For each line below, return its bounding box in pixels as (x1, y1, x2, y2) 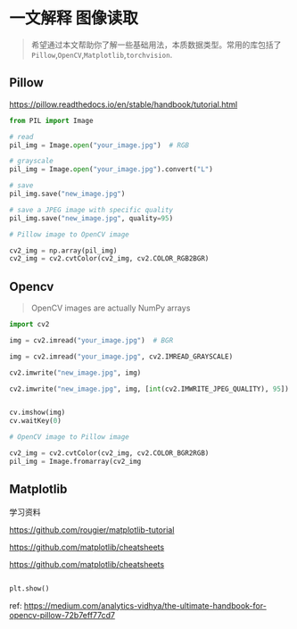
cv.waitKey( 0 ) (9, 417, 62, 426)
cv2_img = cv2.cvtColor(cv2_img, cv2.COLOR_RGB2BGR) (9, 254, 210, 263)
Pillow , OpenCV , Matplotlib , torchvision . (30, 49, 173, 60)
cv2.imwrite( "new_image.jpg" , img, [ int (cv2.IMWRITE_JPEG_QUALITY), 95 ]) (9, 385, 290, 393)
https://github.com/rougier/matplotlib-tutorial (9, 524, 175, 535)
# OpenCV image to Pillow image (9, 433, 129, 442)
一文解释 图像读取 (9, 8, 138, 29)
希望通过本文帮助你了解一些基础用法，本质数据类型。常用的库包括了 (30, 39, 282, 50)
